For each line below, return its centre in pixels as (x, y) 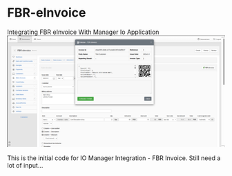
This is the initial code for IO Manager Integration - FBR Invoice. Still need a (114, 158)
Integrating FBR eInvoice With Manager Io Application (83, 32)
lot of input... (25, 166)
